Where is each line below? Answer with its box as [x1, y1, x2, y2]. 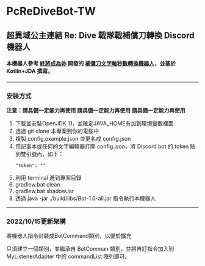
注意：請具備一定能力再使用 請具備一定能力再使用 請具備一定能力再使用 [6, 107, 185, 114]
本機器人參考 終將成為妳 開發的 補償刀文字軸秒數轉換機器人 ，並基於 [6, 60, 176, 67]
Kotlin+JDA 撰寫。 [6, 67, 53, 75]
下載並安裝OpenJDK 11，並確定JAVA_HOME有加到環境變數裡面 [15, 120, 174, 127]
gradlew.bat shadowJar [15, 188, 74, 195]
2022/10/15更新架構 [6, 217, 66, 226]
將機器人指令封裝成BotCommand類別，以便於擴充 [6, 232, 132, 240]
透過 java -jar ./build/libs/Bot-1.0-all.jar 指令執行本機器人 [15, 194, 156, 202]
